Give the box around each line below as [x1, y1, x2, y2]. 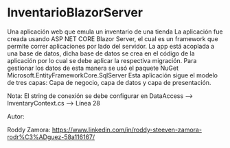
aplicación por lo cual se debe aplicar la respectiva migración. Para [7, 56, 197, 64]
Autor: [7, 112, 25, 121]
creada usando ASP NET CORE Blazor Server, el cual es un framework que [7, 34, 218, 42]
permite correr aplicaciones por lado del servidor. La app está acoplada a [7, 42, 215, 50]
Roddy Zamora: [7, 125, 51, 134]
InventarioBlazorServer [7, 5, 143, 21]
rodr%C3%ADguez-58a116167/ [7, 132, 95, 141]
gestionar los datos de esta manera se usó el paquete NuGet [7, 64, 179, 72]
